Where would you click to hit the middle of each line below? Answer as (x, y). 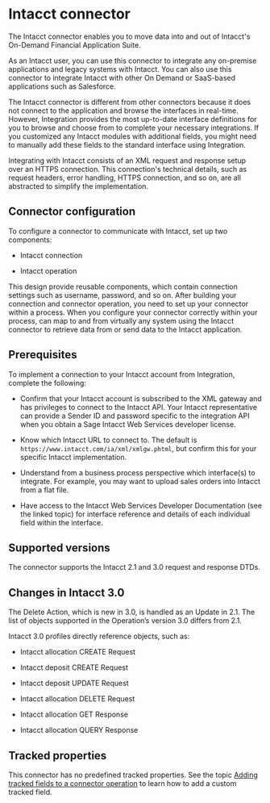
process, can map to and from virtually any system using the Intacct (121, 320)
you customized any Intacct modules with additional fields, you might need (133, 136)
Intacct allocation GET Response (74, 714)
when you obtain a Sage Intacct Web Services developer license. (128, 424)
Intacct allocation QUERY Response (79, 730)
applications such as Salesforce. (62, 86)
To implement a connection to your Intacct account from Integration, (122, 374)
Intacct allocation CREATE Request (77, 652)
